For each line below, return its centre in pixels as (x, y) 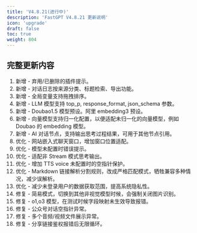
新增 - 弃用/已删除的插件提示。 (53, 81)
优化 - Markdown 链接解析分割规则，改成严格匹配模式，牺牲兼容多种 (100, 171)
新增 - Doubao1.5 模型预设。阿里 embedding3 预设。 (81, 111)
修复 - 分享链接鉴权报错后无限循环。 (60, 223)
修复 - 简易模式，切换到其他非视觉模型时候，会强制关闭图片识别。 (97, 193)
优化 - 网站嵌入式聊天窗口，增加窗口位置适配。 (74, 141)
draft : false (23, 29)
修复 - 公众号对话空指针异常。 (53, 208)
